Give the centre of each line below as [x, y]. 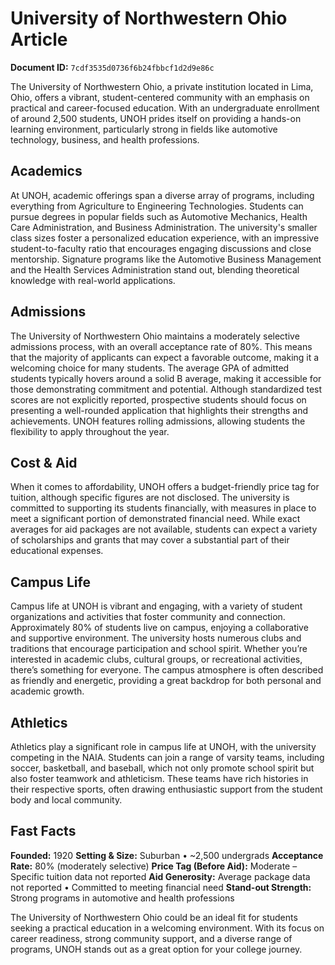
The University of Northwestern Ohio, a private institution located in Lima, [162, 86]
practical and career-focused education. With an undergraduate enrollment [165, 108]
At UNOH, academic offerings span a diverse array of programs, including [162, 195]
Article [39, 39]
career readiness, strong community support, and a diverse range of [151, 938]
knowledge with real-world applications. [93, 280]
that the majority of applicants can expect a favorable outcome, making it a [165, 357]
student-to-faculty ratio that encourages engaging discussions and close [161, 248]
